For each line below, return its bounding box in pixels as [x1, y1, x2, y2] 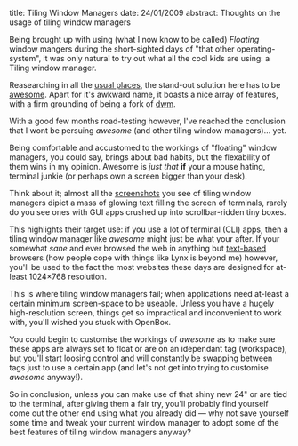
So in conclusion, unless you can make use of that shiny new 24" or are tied [9, 389, 287, 399]
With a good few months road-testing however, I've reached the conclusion [9, 115, 286, 126]
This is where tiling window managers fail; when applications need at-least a [9, 289, 289, 299]
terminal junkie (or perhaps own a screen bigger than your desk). [9, 171, 247, 181]
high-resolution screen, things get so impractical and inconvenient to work [9, 307, 282, 318]
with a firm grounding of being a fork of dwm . [9, 99, 176, 109]
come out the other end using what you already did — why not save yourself [9, 408, 289, 418]
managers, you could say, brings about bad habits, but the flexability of [9, 152, 270, 163]
